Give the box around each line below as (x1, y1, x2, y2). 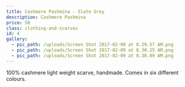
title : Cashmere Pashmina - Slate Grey (6, 8, 105, 15)
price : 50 (6, 20, 31, 25)
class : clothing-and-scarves (6, 25, 78, 31)
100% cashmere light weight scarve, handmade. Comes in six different (6, 69, 179, 76)
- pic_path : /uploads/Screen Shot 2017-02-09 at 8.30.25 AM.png (11, 47, 174, 53)
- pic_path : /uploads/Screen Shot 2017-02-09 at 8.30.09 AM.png (11, 53, 174, 59)
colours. (6, 75, 27, 82)
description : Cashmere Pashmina (6, 14, 86, 20)
